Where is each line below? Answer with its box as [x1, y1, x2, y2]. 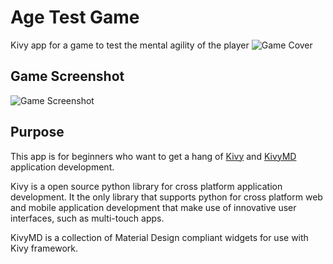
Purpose [10, 124, 65, 141]
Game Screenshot [10, 68, 125, 85]
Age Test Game [10, 6, 140, 29]
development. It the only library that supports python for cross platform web [10, 191, 323, 203]
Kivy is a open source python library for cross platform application [10, 180, 283, 192]
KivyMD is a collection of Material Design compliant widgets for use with [10, 231, 309, 243]
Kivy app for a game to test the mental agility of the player [10, 39, 250, 51]
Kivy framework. [10, 242, 78, 254]
